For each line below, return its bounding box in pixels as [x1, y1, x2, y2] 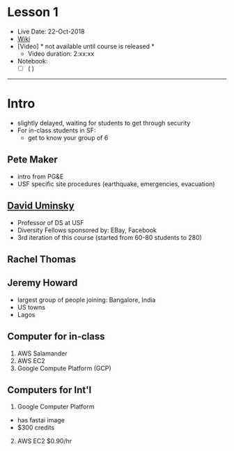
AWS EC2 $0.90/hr [17, 437, 72, 445]
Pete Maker [7, 154, 58, 166]
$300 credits [17, 423, 55, 432]
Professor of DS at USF [17, 218, 85, 227]
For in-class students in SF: [17, 126, 96, 135]
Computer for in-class [7, 330, 106, 342]
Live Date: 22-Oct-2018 [17, 27, 85, 36]
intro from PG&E [17, 172, 64, 181]
